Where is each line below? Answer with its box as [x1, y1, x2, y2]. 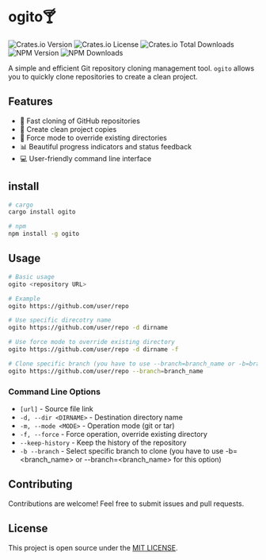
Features [8, 95, 53, 109]
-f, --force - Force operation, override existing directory [19, 429, 208, 438]
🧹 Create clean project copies [19, 124, 117, 133]
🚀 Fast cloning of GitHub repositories [19, 116, 141, 126]
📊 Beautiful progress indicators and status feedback [19, 141, 192, 151]
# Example [8, 295, 41, 303]
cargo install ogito [8, 208, 77, 216]
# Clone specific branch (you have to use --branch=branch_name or [8, 360, 236, 368]
